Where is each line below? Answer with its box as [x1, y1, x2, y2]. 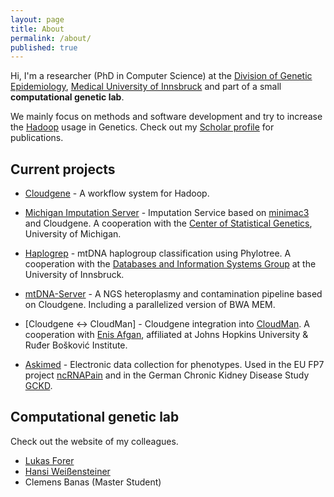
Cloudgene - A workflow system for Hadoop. [24, 187, 210, 200]
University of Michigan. [24, 228, 122, 240]
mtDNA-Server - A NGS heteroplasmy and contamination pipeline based [24, 288, 323, 300]
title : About [10, 24, 65, 34]
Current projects [10, 161, 116, 178]
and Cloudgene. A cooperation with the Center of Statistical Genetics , [24, 217, 313, 230]
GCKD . [24, 380, 53, 392]
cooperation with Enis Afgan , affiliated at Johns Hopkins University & [24, 329, 309, 341]
